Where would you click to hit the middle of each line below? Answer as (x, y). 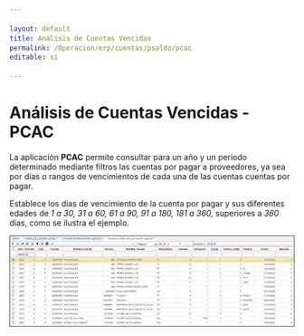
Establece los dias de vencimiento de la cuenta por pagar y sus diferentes (147, 203)
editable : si (34, 58)
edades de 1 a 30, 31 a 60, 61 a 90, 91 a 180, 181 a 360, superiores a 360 (144, 213)
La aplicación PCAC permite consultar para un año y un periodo (128, 157)
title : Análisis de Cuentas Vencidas (81, 38)
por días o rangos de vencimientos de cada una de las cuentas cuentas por (150, 176)
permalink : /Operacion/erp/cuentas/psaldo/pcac (101, 48)
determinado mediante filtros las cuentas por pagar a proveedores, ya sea (147, 167)
